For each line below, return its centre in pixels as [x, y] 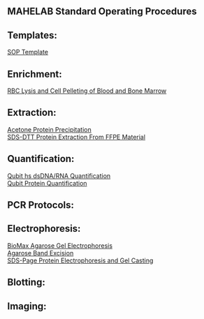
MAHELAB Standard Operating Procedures [102, 12]
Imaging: [27, 306]
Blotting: [26, 282]
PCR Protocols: [41, 205]
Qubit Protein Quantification [47, 183]
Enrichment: [35, 74]
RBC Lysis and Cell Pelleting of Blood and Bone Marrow [87, 91]
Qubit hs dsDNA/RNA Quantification [59, 176]
